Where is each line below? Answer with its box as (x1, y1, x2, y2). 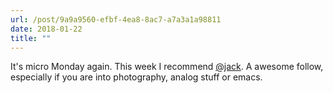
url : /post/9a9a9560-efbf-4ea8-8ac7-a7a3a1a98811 (10, 14, 222, 25)
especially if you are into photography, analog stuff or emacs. (10, 71, 263, 83)
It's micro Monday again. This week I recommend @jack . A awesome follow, (10, 61, 324, 73)
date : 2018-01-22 (10, 24, 83, 34)
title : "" (10, 33, 52, 43)
